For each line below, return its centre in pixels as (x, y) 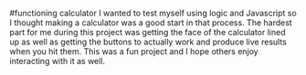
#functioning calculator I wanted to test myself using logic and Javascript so (153, 13)
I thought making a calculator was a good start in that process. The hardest (151, 23)
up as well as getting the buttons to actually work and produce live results (148, 42)
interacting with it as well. (58, 61)
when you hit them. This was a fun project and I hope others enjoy (134, 52)
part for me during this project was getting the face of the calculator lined (148, 32)
